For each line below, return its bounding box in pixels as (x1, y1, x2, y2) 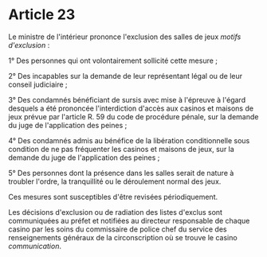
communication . (8, 241, 62, 251)
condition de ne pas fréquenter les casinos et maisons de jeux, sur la (8, 144, 235, 154)
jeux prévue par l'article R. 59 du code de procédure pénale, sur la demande (8, 111, 259, 121)
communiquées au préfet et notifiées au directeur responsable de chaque (8, 216, 250, 225)
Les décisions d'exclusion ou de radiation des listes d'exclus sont (8, 207, 223, 216)
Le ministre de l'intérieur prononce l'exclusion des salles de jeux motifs (8, 32, 241, 41)
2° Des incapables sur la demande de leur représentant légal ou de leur (8, 71, 243, 80)
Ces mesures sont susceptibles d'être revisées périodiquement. (8, 192, 218, 201)
